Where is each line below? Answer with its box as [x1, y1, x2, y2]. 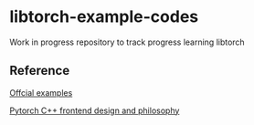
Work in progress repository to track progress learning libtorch [9, 36, 245, 47]
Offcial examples [9, 87, 73, 98]
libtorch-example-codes [9, 6, 199, 27]
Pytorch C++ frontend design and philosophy [9, 105, 180, 116]
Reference [9, 63, 70, 78]
